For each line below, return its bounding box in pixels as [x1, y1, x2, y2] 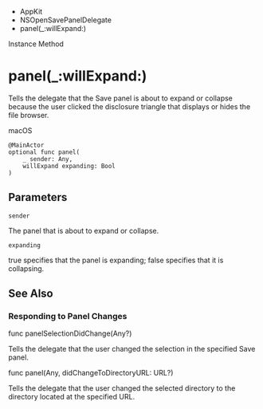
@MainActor [8, 141, 45, 149]
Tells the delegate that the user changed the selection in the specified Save [8, 344, 256, 354]
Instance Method [8, 39, 64, 49]
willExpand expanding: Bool [22, 162, 116, 170]
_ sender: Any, [22, 155, 73, 163]
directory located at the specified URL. [8, 392, 135, 402]
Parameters [8, 191, 68, 204]
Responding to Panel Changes [8, 311, 128, 322]
